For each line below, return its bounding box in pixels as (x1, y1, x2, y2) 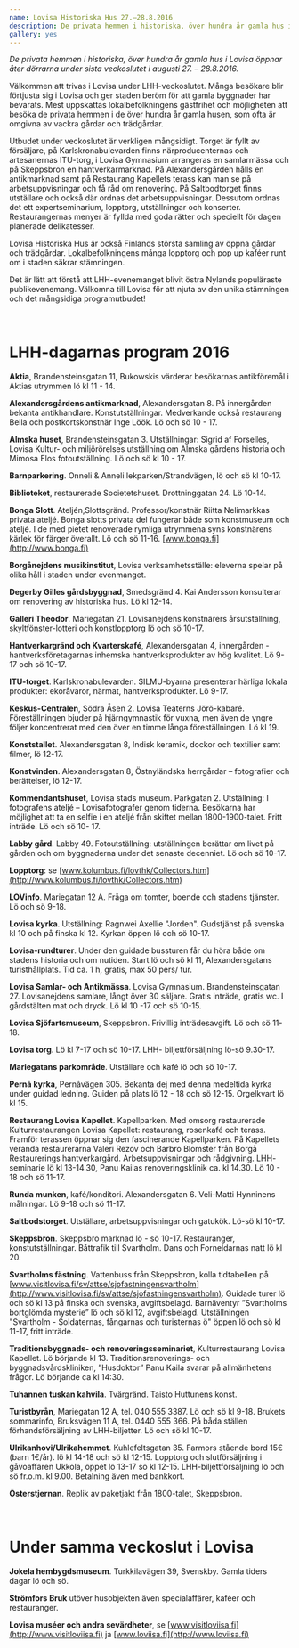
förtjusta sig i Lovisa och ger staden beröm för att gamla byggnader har (9, 90, 271, 101)
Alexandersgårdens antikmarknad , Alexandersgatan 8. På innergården (9, 398, 272, 409)
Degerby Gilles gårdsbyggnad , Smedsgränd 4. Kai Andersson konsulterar (9, 587, 282, 598)
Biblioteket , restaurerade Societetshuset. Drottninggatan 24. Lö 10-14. (9, 487, 267, 499)
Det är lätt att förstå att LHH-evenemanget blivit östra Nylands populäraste (9, 274, 283, 285)
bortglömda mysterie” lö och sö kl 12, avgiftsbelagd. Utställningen (9, 1307, 250, 1318)
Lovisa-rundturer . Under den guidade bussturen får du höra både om (9, 945, 265, 956)
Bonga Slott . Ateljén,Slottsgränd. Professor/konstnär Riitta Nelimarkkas (9, 505, 270, 516)
